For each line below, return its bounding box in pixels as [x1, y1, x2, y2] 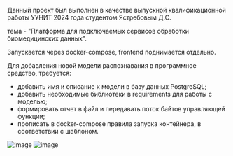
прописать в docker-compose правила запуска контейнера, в [17, 120, 202, 128]
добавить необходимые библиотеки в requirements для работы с [17, 90, 212, 98]
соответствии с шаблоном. [17, 127, 99, 135]
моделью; [17, 97, 48, 106]
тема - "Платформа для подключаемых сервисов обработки [7, 27, 190, 35]
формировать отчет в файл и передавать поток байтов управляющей [17, 105, 226, 113]
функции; [17, 112, 45, 120]
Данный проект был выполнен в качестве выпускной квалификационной [7, 6, 226, 14]
